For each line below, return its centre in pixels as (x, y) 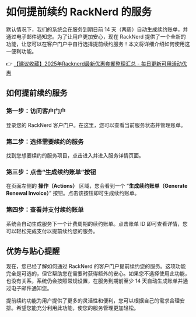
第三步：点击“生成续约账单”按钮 (51, 172)
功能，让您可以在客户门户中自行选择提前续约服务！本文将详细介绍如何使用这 (98, 44)
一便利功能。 (21, 51)
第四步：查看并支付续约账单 (45, 210)
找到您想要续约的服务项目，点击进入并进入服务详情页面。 (75, 155)
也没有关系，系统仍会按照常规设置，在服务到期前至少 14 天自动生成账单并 (94, 281)
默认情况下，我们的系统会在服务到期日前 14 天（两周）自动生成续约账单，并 (97, 29)
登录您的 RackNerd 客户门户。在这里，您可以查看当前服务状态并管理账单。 (96, 125)
